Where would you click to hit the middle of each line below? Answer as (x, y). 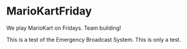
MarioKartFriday (49, 11)
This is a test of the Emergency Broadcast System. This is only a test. (94, 39)
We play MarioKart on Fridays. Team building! (64, 28)
